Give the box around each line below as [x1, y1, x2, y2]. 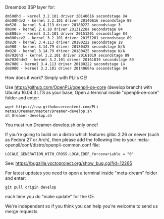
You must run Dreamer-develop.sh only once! [5, 122, 98, 128]
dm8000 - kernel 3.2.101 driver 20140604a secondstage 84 [5, 66, 127, 71]
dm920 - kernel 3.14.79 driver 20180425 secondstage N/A [5, 49, 125, 54]
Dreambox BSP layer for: [5, 4, 55, 10]
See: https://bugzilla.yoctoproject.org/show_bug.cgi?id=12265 [5, 160, 132, 166]
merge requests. [5, 209, 39, 214]
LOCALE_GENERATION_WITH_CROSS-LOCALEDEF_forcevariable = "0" [5, 151, 134, 156]
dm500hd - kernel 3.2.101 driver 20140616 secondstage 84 [5, 14, 127, 19]
